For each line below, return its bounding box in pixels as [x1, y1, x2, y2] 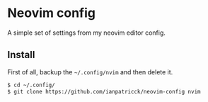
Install [7, 49, 35, 61]
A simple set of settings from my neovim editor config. [7, 28, 166, 37]
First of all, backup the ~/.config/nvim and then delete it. [7, 67, 173, 76]
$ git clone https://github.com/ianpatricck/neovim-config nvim [7, 88, 201, 95]
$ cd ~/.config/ [7, 81, 55, 89]
